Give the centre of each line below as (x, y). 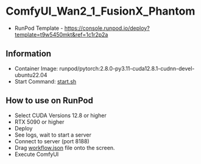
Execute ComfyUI (37, 154)
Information (29, 54)
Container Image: (36, 68)
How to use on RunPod (50, 101)
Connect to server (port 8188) (52, 141)
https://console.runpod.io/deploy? (107, 28)
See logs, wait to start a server (53, 135)
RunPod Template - (39, 28)
